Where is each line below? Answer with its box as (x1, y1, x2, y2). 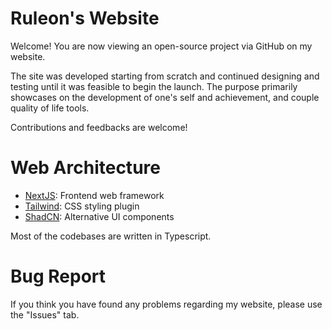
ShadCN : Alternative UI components (24, 210, 175, 222)
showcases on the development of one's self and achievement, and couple (10, 91, 320, 103)
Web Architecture (10, 157, 161, 179)
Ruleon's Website (10, 7, 160, 30)
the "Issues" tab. (10, 308, 80, 321)
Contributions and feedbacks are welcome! (10, 121, 188, 133)
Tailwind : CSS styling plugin (24, 200, 140, 212)
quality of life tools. (10, 102, 90, 114)
